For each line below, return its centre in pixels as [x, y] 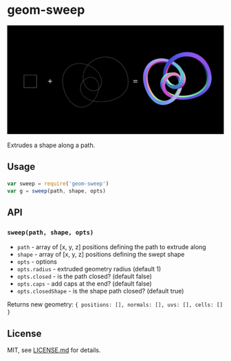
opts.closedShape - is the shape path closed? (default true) [100, 291]
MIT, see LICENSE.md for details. [54, 350]
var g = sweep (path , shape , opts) [57, 191]
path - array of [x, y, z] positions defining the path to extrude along [111, 247]
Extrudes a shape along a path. [51, 145]
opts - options [37, 262]
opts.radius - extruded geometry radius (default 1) [89, 269]
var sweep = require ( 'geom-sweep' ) [58, 184]
